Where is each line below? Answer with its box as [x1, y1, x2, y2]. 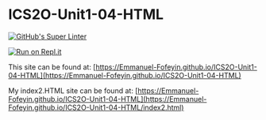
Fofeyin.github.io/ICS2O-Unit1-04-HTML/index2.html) [8, 103, 184, 112]
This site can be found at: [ [8, 62, 96, 72]
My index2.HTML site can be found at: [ [8, 85, 138, 96]
